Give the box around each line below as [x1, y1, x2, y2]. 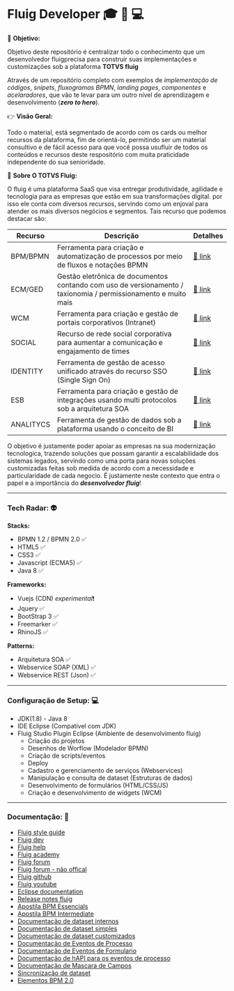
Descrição [104, 231, 139, 240]
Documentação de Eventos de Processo [17, 939, 133, 947]
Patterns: [7, 642, 35, 650]
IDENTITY [10, 366, 43, 376]
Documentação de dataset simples [17, 924, 118, 932]
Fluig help [17, 843, 47, 851]
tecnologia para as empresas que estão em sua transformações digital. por [7, 192, 223, 200]
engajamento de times [56, 346, 130, 356]
